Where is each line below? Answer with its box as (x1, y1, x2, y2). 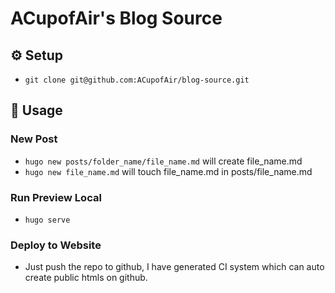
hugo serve (24, 215, 71, 225)
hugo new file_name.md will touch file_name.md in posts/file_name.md (24, 165, 313, 177)
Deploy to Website (10, 238, 102, 252)
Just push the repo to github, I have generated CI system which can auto (24, 261, 325, 273)
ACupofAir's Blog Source (10, 7, 223, 30)
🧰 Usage (10, 102, 63, 119)
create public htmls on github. (24, 272, 148, 284)
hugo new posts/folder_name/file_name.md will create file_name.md (24, 155, 303, 167)
